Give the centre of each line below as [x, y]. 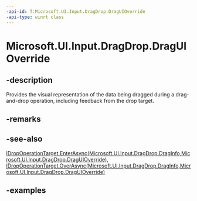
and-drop [18, 101]
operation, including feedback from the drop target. [92, 101]
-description [29, 80]
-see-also [24, 139]
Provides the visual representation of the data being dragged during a [90, 94]
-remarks [23, 119]
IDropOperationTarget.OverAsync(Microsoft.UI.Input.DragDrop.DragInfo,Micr [98, 166]
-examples [26, 191]
